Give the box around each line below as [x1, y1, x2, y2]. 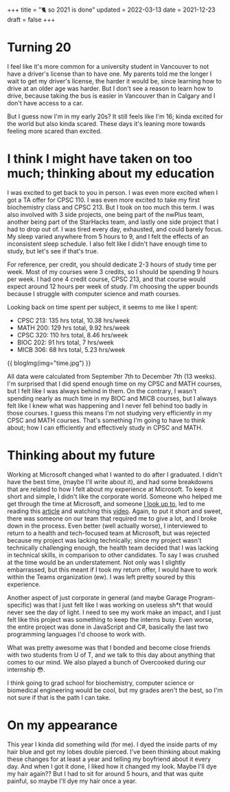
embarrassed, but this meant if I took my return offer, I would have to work [7, 565, 218, 574]
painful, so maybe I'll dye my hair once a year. [7, 777, 137, 785]
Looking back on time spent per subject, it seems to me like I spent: [7, 302, 198, 311]
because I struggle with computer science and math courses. [7, 289, 181, 298]
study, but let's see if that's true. [7, 247, 99, 255]
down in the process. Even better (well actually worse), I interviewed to [7, 521, 208, 530]
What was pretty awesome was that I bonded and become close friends [7, 643, 211, 652]
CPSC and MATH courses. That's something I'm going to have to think [7, 416, 206, 424]
